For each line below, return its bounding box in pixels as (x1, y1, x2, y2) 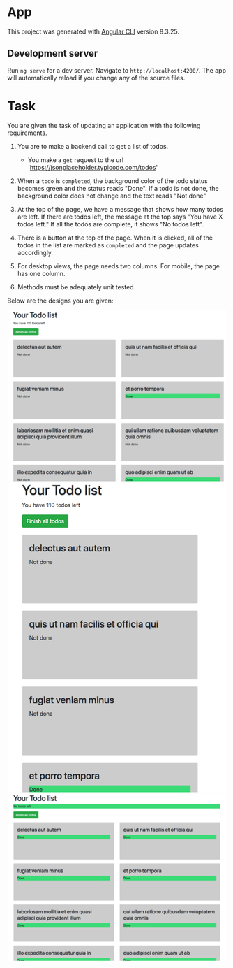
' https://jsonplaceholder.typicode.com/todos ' (27, 163, 158, 171)
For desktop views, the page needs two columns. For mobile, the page (17, 261, 220, 270)
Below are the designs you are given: (7, 296, 114, 305)
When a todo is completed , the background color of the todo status (17, 176, 208, 185)
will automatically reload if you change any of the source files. (7, 73, 186, 82)
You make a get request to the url (27, 155, 124, 164)
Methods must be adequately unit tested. (17, 282, 136, 291)
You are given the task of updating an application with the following (7, 121, 201, 129)
